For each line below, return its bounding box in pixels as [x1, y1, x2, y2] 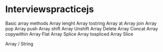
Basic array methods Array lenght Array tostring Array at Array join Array [5, 20, 157, 26]
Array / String [5, 40, 34, 46]
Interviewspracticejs [5, 4, 94, 15]
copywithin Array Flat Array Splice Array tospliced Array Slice [5, 31, 134, 37]
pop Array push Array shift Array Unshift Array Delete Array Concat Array [5, 25, 158, 31]
